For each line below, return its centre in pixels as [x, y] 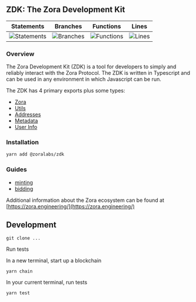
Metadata [26, 121]
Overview [20, 54]
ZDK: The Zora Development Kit [66, 10]
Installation [23, 142]
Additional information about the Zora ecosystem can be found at [85, 200]
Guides [17, 170]
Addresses [28, 115]
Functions [107, 26]
